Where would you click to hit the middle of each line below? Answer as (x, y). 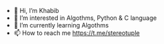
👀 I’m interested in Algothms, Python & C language (85, 18)
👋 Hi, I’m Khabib (37, 11)
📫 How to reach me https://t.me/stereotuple (76, 33)
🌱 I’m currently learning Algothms (61, 25)
